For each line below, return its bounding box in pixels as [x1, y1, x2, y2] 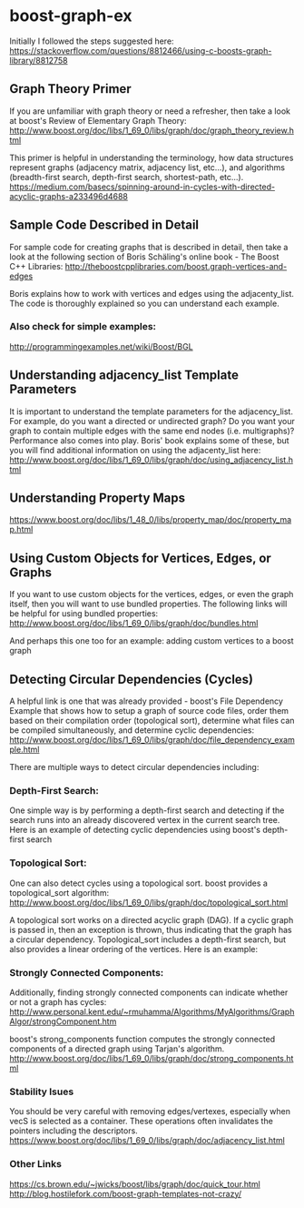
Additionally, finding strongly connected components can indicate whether [9, 987, 289, 998]
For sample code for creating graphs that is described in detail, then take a [9, 241, 289, 252]
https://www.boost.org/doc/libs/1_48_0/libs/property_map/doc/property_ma [9, 514, 292, 525]
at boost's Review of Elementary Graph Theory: [9, 115, 188, 126]
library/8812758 [9, 55, 68, 66]
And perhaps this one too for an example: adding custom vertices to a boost [9, 635, 294, 646]
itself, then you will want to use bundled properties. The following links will [9, 598, 288, 610]
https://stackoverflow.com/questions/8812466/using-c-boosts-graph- [9, 45, 272, 56]
